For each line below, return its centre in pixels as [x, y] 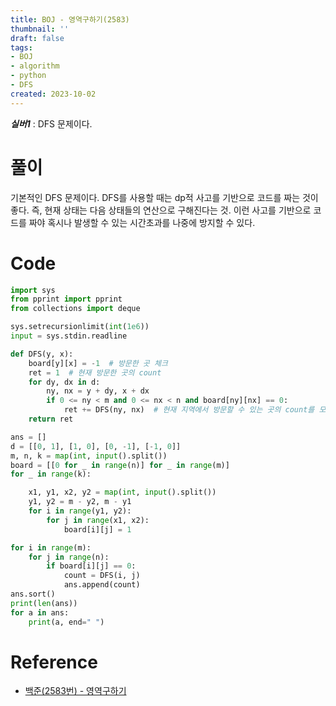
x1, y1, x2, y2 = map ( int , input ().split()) [122, 492]
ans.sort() [33, 594]
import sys [33, 290]
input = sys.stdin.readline [69, 336]
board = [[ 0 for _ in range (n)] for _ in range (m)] [120, 465]
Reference [54, 662]
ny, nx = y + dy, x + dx [98, 391]
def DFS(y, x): [42, 354]
